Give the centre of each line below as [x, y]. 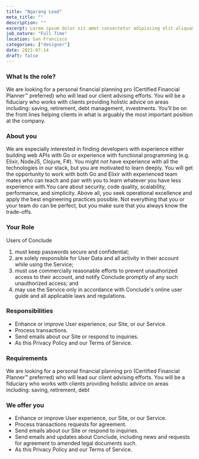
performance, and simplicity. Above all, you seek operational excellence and [99, 193]
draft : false [22, 56]
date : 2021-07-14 [28, 50]
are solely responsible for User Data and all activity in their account [97, 258]
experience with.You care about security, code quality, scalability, [86, 187]
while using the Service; [44, 264]
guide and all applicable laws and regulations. [70, 296]
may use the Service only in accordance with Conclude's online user [98, 289]
